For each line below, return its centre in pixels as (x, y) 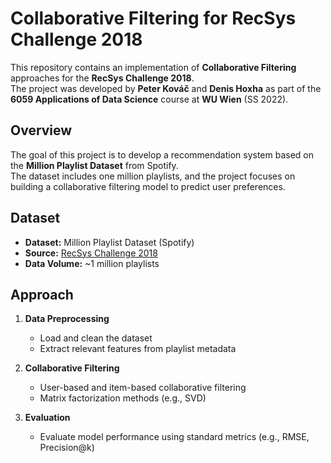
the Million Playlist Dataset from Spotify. (94, 165)
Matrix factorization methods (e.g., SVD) (123, 398)
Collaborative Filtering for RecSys (153, 18)
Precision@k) (67, 448)
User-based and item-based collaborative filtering (143, 388)
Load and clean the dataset (96, 338)
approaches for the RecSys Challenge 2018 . (102, 78)
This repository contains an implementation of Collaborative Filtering (153, 67)
